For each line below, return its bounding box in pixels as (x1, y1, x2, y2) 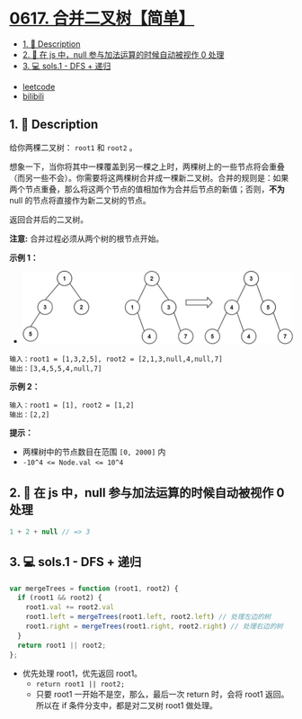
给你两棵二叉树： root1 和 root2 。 (9, 141, 138, 153)
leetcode (22, 81, 56, 92)
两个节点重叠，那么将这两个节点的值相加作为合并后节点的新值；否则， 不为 (9, 184, 285, 194)
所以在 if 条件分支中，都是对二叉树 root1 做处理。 (35, 699, 218, 711)
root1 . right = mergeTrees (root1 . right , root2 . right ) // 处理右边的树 (25, 622, 283, 631)
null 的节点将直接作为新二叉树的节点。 (9, 194, 151, 205)
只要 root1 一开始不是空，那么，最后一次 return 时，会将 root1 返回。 (35, 688, 289, 699)
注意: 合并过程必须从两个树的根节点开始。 (9, 233, 164, 244)
